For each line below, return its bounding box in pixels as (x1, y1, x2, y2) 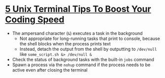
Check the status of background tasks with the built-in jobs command (12, 56, 154, 62)
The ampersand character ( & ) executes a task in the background (12, 30, 143, 36)
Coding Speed (5, 14, 65, 25)
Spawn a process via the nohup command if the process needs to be (12, 62, 151, 68)
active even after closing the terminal (12, 67, 88, 73)
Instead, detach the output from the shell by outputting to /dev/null (19, 46, 157, 52)
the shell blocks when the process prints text (19, 40, 111, 46)
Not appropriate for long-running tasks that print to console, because (19, 36, 160, 41)
